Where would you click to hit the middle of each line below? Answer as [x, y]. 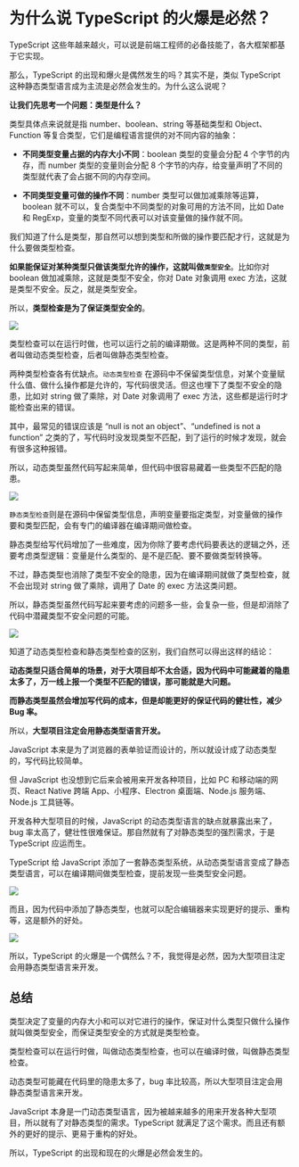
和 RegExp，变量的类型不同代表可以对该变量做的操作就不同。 [134, 217]
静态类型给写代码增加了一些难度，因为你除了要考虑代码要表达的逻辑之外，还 [149, 544]
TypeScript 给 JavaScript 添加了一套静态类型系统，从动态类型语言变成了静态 [149, 862]
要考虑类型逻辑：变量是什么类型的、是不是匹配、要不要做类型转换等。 [138, 555]
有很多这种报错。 [40, 448]
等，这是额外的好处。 [48, 920]
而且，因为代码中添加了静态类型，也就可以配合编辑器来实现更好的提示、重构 [149, 909]
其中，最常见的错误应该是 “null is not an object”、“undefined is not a [135, 426]
